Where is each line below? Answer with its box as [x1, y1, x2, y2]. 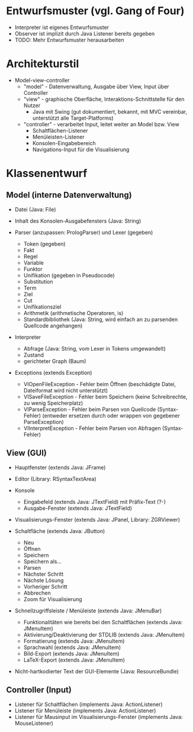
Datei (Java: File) [14, 206, 56, 213]
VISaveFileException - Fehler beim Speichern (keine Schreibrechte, [23, 393, 188, 400]
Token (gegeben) [23, 240, 66, 247]
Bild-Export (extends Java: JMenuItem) [23, 650, 120, 657]
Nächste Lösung [23, 576, 64, 584]
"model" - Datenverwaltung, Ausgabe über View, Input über [23, 83, 169, 90]
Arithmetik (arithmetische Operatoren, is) [23, 309, 124, 316]
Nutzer [23, 102, 40, 109]
